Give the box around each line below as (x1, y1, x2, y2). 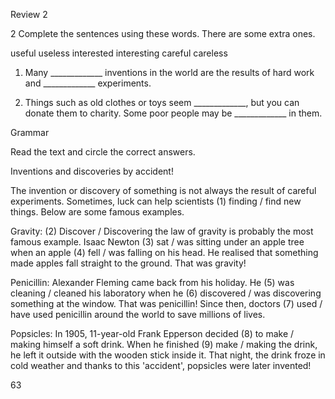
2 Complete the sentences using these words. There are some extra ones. (10, 28, 316, 39)
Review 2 (10, 9, 48, 20)
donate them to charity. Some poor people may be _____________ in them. (24, 107, 323, 119)
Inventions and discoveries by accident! (10, 165, 174, 177)
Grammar (10, 127, 50, 138)
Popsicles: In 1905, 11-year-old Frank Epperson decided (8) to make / (10, 328, 295, 339)
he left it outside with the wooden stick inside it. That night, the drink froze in (10, 349, 326, 361)
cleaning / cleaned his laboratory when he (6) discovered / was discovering (10, 287, 322, 299)
